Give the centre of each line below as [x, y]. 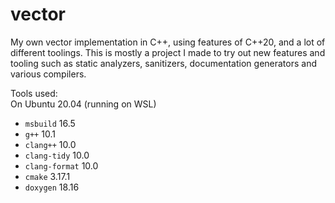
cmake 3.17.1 [47, 176]
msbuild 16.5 [50, 123]
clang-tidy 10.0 [57, 155]
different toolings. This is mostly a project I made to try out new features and [168, 52]
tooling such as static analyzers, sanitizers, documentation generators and [164, 63]
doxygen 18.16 [52, 187]
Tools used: [34, 93]
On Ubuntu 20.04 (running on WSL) [83, 104]
